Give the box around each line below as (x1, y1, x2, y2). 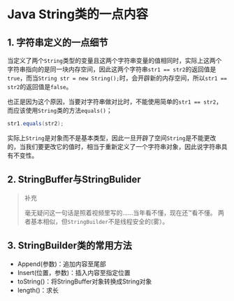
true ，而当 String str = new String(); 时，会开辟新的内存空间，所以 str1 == (7, 74, 227, 82)
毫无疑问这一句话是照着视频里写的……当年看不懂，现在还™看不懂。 (24, 208, 217, 217)
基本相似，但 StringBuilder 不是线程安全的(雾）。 (30, 217, 169, 225)
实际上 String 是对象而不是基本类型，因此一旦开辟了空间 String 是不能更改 (7, 134, 217, 142)
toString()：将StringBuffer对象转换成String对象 (17, 277, 152, 286)
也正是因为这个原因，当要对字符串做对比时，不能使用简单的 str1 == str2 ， (7, 97, 222, 106)
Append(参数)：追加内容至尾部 (17, 260, 106, 268)
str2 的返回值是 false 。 (7, 83, 73, 91)
